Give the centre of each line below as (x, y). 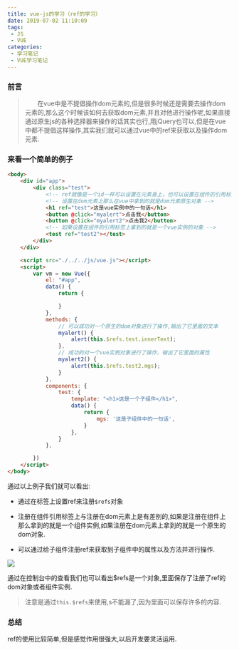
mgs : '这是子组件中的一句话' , (136, 419)
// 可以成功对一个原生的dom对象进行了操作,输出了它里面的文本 (138, 326)
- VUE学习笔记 (29, 61)
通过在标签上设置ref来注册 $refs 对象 (70, 501)
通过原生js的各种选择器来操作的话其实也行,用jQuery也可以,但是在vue (125, 121)
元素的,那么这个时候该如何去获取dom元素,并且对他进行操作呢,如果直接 (128, 113)
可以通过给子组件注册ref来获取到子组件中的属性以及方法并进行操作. (116, 549)
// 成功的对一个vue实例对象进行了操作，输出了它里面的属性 (134, 353)
